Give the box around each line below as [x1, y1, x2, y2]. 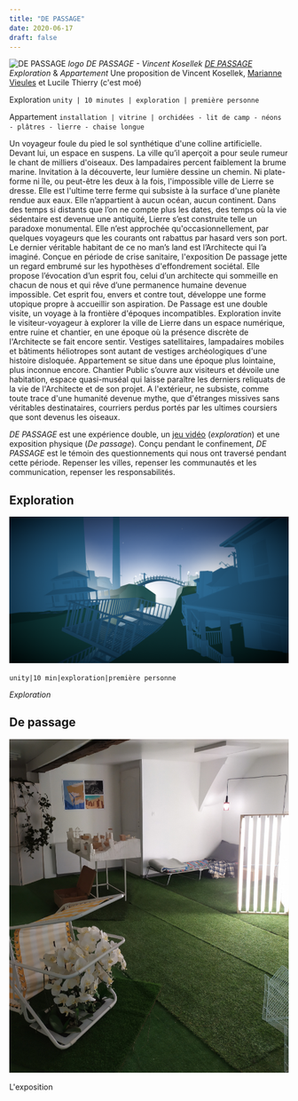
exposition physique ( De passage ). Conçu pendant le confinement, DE [9, 439, 267, 449]
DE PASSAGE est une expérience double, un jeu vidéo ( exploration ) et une [9, 429, 280, 440]
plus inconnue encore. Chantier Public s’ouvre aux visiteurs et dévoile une [9, 365, 279, 376]
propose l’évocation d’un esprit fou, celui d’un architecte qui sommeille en [9, 271, 278, 281]
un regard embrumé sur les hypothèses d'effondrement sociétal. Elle [9, 261, 260, 272]
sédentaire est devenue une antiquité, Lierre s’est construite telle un [9, 214, 257, 225]
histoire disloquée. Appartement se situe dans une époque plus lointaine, [9, 355, 277, 366]
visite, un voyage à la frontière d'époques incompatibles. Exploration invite [9, 308, 282, 319]
